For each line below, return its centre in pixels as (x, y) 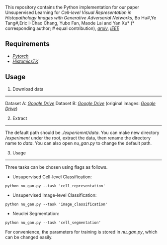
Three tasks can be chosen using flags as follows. (56, 167)
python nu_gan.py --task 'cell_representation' (55, 186)
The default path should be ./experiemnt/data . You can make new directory (82, 132)
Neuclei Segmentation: (36, 213)
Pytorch (20, 56)
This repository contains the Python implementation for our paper (72, 7)
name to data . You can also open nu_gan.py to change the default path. (79, 143)
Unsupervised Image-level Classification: (54, 195)
